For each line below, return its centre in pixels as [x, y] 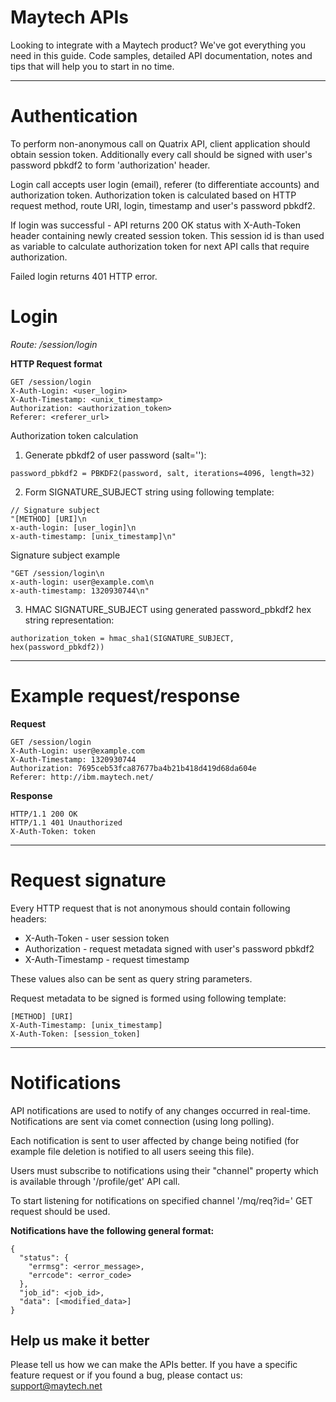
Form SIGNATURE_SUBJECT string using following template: [149, 492]
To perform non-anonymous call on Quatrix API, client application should [160, 143]
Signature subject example [65, 555]
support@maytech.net [56, 1386]
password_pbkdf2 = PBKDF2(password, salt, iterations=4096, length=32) [162, 473]
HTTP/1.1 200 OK [44, 814]
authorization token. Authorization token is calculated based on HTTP [153, 195]
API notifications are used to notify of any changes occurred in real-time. [160, 1110]
